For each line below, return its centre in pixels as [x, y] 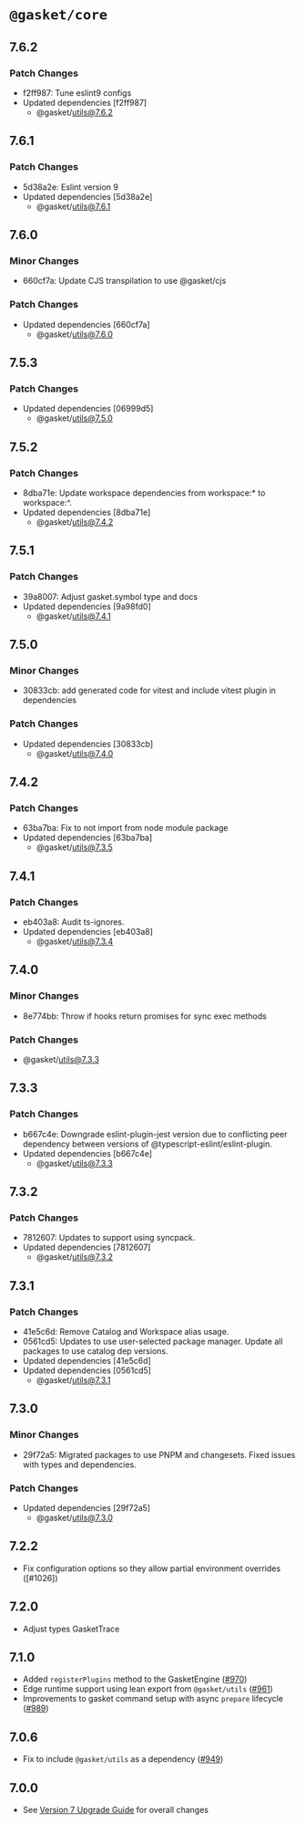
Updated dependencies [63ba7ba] [87, 838]
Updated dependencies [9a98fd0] [87, 606]
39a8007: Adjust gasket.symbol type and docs [110, 596]
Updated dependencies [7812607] [86, 1247]
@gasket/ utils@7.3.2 [75, 1257]
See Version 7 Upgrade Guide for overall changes [116, 1810]
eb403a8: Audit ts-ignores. [73, 922]
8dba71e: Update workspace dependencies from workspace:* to [144, 493]
